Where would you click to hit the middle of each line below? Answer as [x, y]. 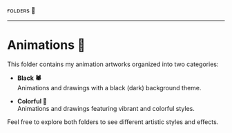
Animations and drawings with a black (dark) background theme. [109, 88]
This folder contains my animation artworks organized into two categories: [113, 64]
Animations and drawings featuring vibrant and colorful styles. [106, 108]
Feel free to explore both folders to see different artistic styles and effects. [113, 122]
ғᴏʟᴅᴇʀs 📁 [21, 10]
